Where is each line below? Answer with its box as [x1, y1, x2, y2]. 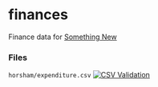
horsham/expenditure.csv [8, 72, 91, 80]
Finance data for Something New [8, 32, 118, 42]
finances [8, 6, 68, 24]
